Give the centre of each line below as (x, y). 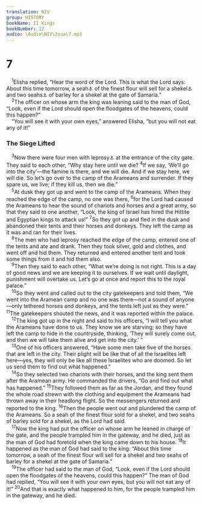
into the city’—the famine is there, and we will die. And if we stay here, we (98, 171)
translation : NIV (28, 12)
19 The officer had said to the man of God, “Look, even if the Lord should (101, 468)
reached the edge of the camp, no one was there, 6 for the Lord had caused (100, 199)
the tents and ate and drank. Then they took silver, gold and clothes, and (96, 246)
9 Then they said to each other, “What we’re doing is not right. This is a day (104, 266)
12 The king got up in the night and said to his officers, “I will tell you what (102, 320)
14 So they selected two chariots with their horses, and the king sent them (103, 373)
